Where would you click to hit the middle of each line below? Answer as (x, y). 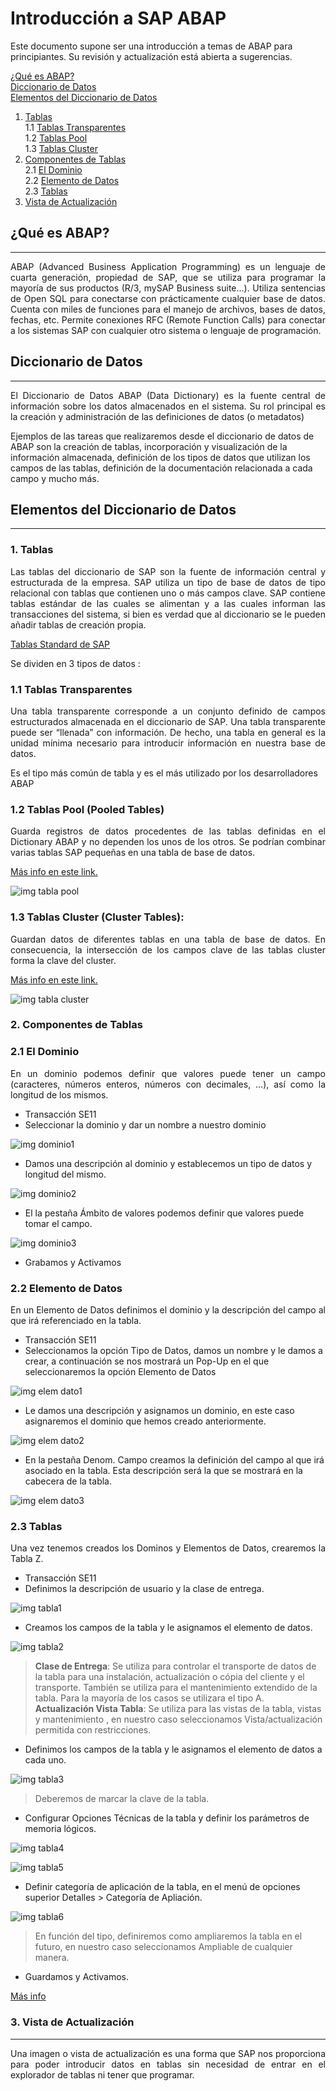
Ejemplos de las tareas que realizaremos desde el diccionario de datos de (162, 436)
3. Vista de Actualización (72, 2022)
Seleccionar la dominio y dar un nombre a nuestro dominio (145, 1124)
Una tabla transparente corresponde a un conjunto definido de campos (168, 711)
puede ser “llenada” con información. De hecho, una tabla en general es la (168, 732)
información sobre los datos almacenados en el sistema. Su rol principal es (168, 406)
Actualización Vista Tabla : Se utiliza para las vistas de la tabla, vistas (178, 1709)
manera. (52, 1958)
